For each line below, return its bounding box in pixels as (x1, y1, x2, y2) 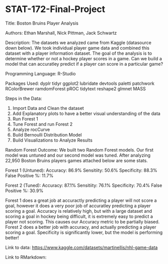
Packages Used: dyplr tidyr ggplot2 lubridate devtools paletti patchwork (5, 80, 155, 86)
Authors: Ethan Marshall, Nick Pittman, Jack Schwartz (5, 30, 117, 36)
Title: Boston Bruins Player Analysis (5, 20, 79, 26)
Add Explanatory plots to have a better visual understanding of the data (12, 110, 161, 116)
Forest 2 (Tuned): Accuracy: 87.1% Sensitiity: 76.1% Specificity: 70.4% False (5, 182, 162, 188)
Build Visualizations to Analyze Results (12, 137, 93, 143)
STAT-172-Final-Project (5, 4, 106, 15)
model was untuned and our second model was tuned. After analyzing (5, 152, 151, 158)
